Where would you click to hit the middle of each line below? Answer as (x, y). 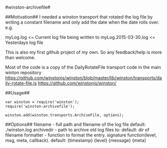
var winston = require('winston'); (42, 102)
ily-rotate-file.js (21, 83)
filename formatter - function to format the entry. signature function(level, (81, 135)
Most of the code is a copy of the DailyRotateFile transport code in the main (83, 67)
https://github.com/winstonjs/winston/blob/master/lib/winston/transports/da (84, 78)
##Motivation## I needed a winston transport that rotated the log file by (79, 17)
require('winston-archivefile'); (40, 106)
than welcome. (20, 57)
